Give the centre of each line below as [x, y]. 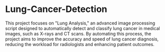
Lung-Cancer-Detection [56, 9]
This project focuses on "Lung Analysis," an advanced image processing [80, 23]
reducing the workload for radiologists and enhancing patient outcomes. [80, 44]
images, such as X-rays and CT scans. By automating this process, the [78, 33]
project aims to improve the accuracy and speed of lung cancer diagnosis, [82, 39]
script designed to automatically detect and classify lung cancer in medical [83, 28]
